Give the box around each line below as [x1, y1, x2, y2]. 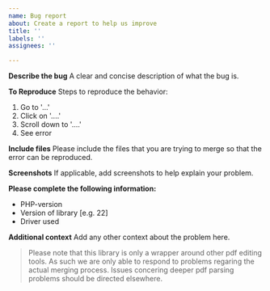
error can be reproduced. [8, 153, 93, 162]
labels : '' [8, 34, 45, 43]
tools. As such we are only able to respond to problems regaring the [27, 256, 255, 267]
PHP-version [19, 200, 63, 209]
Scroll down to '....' [19, 120, 82, 129]
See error [19, 129, 53, 138]
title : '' [8, 27, 42, 35]
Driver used [19, 217, 60, 226]
